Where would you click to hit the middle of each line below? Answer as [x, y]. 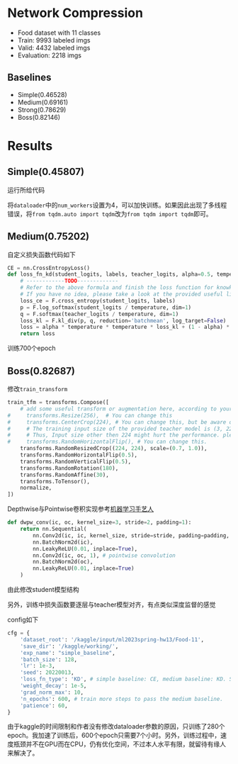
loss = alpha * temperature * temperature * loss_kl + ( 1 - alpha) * [125, 327]
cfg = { [19, 633]
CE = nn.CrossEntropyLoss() [49, 268]
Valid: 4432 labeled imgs [54, 47]
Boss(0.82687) [41, 371]
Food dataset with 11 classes [59, 33]
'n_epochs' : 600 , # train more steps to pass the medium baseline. [121, 699]
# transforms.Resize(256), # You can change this [90, 415]
